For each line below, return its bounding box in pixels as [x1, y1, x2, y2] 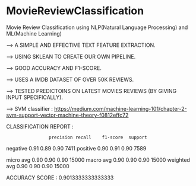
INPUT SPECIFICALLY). [6, 94, 64, 101]
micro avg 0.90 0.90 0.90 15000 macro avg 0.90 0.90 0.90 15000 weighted [6, 156, 190, 163]
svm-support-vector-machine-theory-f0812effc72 [6, 111, 129, 118]
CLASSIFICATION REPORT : [6, 123, 74, 130]
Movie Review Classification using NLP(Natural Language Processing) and [6, 24, 188, 31]
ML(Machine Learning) [6, 30, 62, 37]
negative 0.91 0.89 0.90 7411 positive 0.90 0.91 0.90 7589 [6, 145, 147, 152]
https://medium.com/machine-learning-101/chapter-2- [54, 105, 187, 112]
